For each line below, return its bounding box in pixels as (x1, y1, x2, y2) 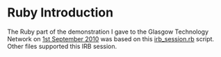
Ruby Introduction (7, 5, 113, 21)
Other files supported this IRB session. (7, 42, 117, 50)
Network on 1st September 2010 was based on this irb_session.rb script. (7, 34, 214, 43)
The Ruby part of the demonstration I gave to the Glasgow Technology (7, 27, 209, 36)
